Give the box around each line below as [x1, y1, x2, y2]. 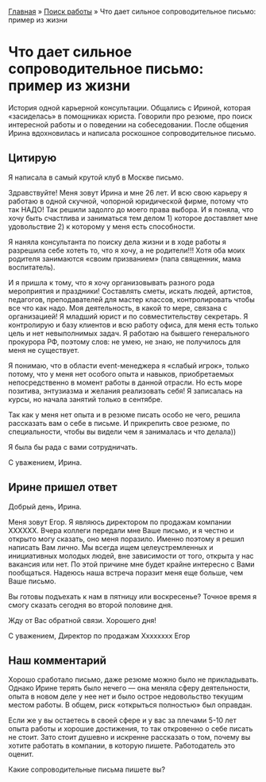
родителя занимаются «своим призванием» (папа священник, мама [8, 254, 241, 263]
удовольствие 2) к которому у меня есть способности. [8, 222, 196, 231]
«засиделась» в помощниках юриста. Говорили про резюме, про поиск [8, 111, 253, 121]
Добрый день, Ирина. [8, 501, 82, 511]
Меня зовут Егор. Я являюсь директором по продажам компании [8, 517, 232, 527]
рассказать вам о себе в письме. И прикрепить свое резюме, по [8, 418, 230, 428]
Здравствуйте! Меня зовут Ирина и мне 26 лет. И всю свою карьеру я [8, 188, 248, 197]
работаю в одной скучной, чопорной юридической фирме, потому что [8, 196, 249, 206]
